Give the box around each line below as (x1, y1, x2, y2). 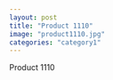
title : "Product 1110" (9, 21, 93, 30)
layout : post (9, 12, 58, 22)
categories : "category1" (9, 37, 101, 47)
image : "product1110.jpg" (9, 29, 105, 38)
